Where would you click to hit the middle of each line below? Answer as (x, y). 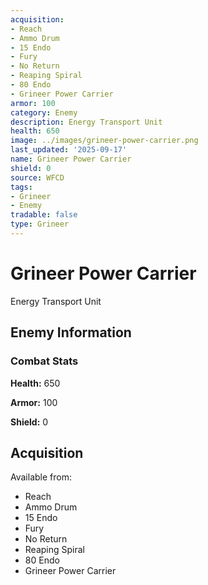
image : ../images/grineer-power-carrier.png (104, 141)
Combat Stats (44, 361)
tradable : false (44, 215)
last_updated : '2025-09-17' (69, 150)
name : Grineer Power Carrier (71, 159)
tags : (21, 187)
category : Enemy (44, 112)
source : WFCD (37, 177)
